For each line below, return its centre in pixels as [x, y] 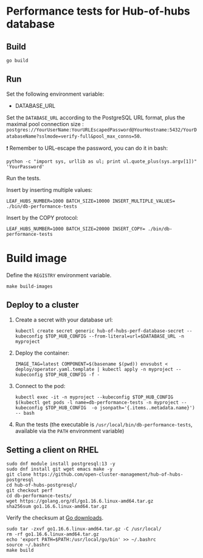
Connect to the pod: [40, 386]
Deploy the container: [42, 353]
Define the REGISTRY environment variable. [59, 275]
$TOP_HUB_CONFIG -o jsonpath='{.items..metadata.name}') [120, 408]
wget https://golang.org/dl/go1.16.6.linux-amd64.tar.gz [80, 501]
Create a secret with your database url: [64, 320]
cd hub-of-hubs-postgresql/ [42, 486]
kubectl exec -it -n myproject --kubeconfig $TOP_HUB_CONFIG [94, 397]
